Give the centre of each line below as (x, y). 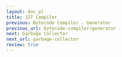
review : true (22, 45)
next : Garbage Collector (37, 34)
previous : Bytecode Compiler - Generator (59, 23)
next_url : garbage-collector (42, 39)
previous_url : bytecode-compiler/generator (61, 28)
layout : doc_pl (25, 12)
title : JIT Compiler (32, 17)
